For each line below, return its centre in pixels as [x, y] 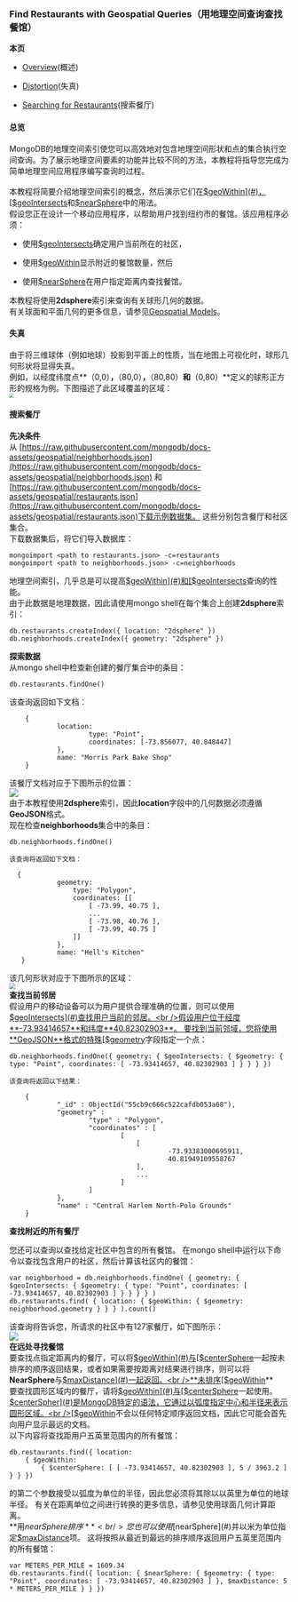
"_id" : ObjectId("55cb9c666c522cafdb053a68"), [146, 1104]
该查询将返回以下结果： [46, 1081]
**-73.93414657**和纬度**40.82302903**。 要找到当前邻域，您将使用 [143, 1028]
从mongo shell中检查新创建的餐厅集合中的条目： [98, 667]
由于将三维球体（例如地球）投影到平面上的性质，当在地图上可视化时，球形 [145, 355]
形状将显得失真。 [48, 365]
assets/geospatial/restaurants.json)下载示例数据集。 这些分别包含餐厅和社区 [149, 516]
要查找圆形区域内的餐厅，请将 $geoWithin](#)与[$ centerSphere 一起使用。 [143, 1391]
